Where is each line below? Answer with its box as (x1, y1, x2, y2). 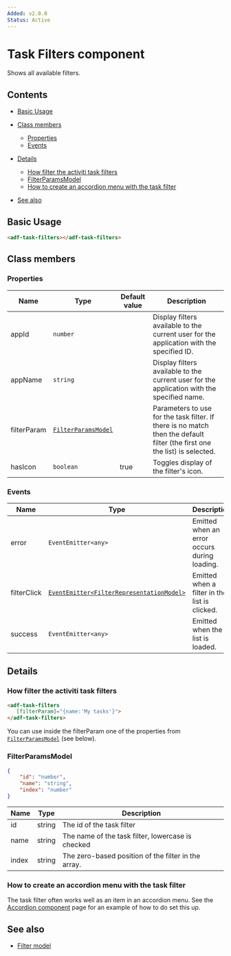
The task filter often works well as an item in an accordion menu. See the (7, 896, 214, 904)
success (10, 629, 38, 638)
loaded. (192, 642, 217, 651)
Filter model (16, 942, 52, 950)
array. (62, 860, 81, 869)
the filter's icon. (152, 466, 203, 476)
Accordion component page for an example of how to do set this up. (7, 904, 201, 912)
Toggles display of (152, 458, 212, 467)
